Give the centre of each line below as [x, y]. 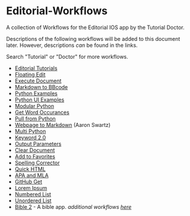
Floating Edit [30, 74]
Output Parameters [38, 144]
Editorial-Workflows [57, 11]
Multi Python [30, 131]
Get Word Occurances [42, 112]
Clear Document [35, 150]
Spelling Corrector [37, 163]
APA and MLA [31, 175]
